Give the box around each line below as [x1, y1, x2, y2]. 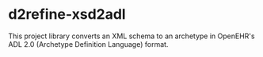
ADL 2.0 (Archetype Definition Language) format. [8, 39, 169, 48]
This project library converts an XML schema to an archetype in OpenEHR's [8, 31, 255, 41]
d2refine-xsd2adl [8, 5, 126, 23]
